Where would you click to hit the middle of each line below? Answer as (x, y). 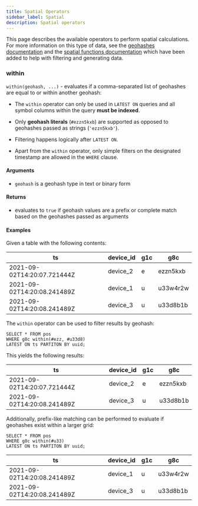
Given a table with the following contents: (56, 243)
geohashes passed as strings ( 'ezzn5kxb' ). (67, 128)
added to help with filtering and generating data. (65, 58)
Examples (19, 230)
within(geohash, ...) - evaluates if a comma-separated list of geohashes (96, 86)
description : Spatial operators (46, 22)
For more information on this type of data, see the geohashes (80, 45)
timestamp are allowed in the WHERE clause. (66, 157)
